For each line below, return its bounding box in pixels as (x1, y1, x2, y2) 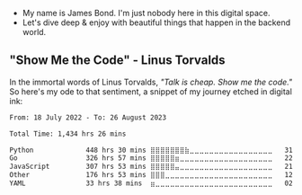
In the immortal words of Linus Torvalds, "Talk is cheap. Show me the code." (9, 76, 293, 87)
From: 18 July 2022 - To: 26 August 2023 (9, 112, 167, 122)
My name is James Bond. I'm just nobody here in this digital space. (22, 8, 271, 18)
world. (22, 27, 47, 37)
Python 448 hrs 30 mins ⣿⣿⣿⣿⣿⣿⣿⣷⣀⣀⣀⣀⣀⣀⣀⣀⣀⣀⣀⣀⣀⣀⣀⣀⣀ (9, 146, 273, 155)
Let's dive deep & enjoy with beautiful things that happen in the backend (22, 17, 290, 28)
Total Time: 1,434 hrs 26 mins (9, 129, 127, 138)
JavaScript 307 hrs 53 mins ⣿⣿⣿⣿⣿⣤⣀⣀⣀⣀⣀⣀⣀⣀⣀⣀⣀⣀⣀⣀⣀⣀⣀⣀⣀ (9, 162, 273, 172)
